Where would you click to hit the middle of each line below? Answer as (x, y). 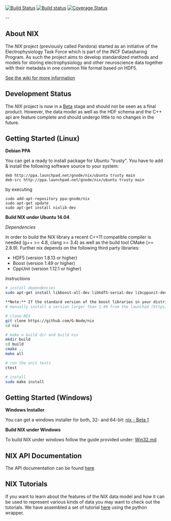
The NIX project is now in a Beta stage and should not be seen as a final (81, 106)
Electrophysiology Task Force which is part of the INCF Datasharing (76, 52)
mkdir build (18, 339)
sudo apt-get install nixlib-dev (41, 208)
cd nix (12, 325)
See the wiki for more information (40, 78)
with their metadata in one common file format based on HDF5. (71, 68)
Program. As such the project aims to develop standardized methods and (82, 57)
